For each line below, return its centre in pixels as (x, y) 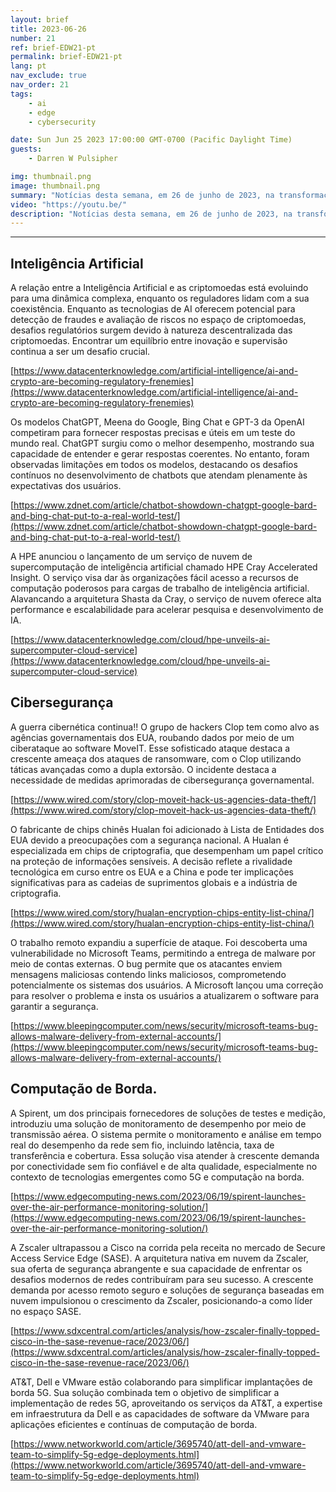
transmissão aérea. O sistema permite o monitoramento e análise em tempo (166, 1134)
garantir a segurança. (54, 1006)
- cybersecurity (62, 122)
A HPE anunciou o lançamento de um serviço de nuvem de (131, 557)
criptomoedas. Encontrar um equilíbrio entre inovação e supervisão (149, 341)
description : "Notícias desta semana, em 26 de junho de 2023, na (151, 214)
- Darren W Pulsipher (73, 159)
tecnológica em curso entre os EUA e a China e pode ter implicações (152, 872)
